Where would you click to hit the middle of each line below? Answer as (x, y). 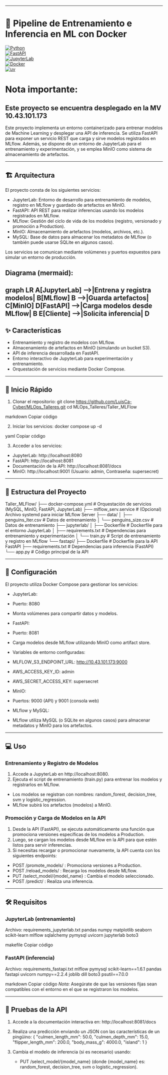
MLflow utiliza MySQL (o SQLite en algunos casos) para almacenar (81, 720)
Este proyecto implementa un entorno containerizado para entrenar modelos (84, 128)
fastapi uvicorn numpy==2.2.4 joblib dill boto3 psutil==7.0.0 (67, 974)
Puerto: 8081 (25, 633)
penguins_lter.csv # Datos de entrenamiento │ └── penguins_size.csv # (79, 520)
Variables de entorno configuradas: (49, 652)
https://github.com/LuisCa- (104, 402)
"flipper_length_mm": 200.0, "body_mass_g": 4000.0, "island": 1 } (80, 1042)
